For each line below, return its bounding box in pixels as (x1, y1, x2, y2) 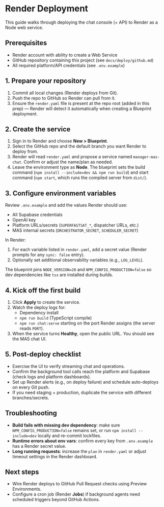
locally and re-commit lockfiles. (37, 433, 102, 438)
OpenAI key (12, 217, 36, 223)
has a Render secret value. (12, 443, 67, 449)
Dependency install (19, 310, 59, 316)
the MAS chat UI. (12, 336, 47, 342)
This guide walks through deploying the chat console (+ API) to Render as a (5, 19, 158, 25)
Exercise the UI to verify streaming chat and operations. (12, 363, 125, 369)
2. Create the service (5, 125, 71, 133)
